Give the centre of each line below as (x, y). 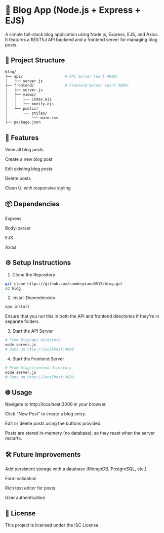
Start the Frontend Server (38, 358)
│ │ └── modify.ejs (30, 104)
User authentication (25, 498)
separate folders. (22, 321)
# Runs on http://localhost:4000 (40, 350)
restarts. (14, 438)
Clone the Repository (34, 274)
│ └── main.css (32, 118)
